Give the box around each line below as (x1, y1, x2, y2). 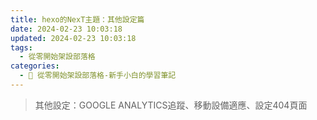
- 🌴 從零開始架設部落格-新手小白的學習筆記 (19, 71, 177, 81)
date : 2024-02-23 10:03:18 (10, 24, 123, 34)
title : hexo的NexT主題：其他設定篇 (10, 14, 145, 25)
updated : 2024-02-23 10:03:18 (10, 33, 137, 43)
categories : (10, 61, 60, 71)
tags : (10, 42, 33, 53)
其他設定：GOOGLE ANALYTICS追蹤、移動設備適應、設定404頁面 (34, 99, 308, 111)
